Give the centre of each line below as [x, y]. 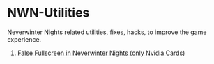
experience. [24, 39]
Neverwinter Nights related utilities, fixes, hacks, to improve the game [107, 32]
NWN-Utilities [48, 13]
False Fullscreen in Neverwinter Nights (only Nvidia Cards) [101, 53]
